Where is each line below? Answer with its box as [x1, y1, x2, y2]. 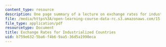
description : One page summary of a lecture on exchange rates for [5, 12, 147, 17]
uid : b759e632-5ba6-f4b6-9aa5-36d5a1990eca [5, 35, 96, 40]
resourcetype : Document [5, 25, 54, 30]
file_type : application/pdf [5, 21, 63, 26]
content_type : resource [5, 7, 54, 12]
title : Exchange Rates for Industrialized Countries [5, 30, 116, 35]
